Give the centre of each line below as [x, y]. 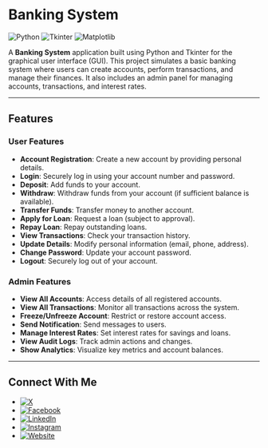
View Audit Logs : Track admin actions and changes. [106, 341]
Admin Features [40, 281]
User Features [36, 141]
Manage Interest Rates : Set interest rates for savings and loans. [125, 332]
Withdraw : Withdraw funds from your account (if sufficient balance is [134, 192]
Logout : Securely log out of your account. [89, 260]
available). [37, 201]
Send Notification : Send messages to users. [93, 324]
